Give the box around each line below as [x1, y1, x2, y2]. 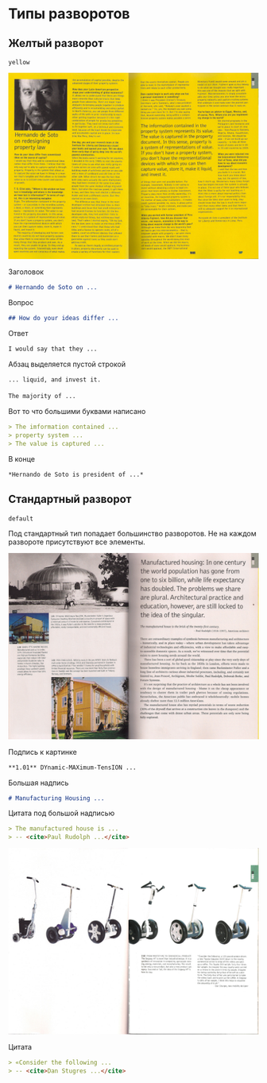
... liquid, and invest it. [8, 375, 102, 384]
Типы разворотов [8, 5, 130, 23]
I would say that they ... [8, 345, 98, 353]
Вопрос [8, 297, 34, 307]
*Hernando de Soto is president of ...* [8, 470, 145, 478]
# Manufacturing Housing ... [8, 794, 105, 803]
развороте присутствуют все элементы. [8, 537, 145, 547]
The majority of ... [8, 393, 77, 400]
